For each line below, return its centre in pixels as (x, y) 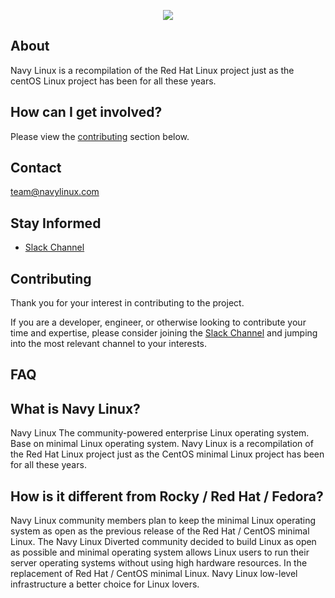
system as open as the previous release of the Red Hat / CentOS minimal (160, 531)
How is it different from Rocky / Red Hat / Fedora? (167, 496)
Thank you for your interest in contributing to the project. (127, 303)
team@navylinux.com (55, 192)
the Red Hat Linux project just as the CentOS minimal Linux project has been (167, 454)
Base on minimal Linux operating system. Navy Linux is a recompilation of (162, 444)
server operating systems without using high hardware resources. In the (159, 563)
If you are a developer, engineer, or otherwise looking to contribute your (158, 322)
